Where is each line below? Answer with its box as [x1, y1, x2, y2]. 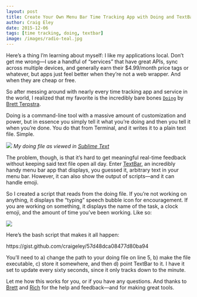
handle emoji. [6, 179, 39, 186]
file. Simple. [6, 131, 35, 138]
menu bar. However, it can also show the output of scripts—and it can [6, 173, 175, 179]
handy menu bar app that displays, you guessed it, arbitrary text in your [6, 166, 179, 173]
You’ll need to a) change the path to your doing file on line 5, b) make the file [6, 254, 191, 261]
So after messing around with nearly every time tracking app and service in [6, 88, 188, 95]
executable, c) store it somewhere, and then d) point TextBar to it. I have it [6, 260, 185, 267]
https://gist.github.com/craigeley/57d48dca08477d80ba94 [6, 243, 149, 250]
